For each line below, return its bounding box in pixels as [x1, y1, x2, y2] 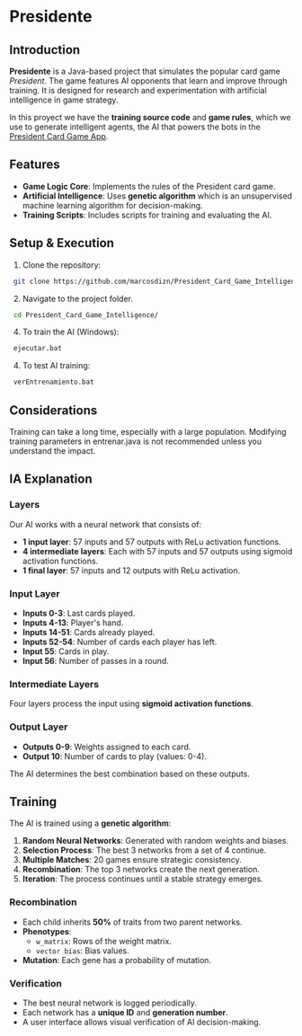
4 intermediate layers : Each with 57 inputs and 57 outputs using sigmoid [22, 545, 293, 556]
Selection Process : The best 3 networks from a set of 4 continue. [22, 845, 267, 855]
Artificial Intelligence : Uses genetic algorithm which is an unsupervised [22, 190, 293, 201]
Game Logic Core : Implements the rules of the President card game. [22, 181, 276, 191]
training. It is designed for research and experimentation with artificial [9, 85, 267, 95]
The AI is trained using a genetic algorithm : [9, 818, 172, 828]
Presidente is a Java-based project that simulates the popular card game [9, 66, 280, 76]
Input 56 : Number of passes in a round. [22, 655, 169, 666]
